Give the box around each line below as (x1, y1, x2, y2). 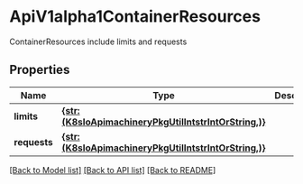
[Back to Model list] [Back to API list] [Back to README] (9, 164, 216, 175)
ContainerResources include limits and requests (9, 36, 188, 47)
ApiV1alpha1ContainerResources (9, 6, 262, 27)
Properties (9, 62, 70, 78)
